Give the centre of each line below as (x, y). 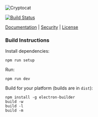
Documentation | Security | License (42, 27)
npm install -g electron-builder (40, 97)
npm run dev (18, 79)
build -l (14, 106)
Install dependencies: (27, 51)
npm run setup (20, 60)
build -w (14, 102)
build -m (14, 110)
